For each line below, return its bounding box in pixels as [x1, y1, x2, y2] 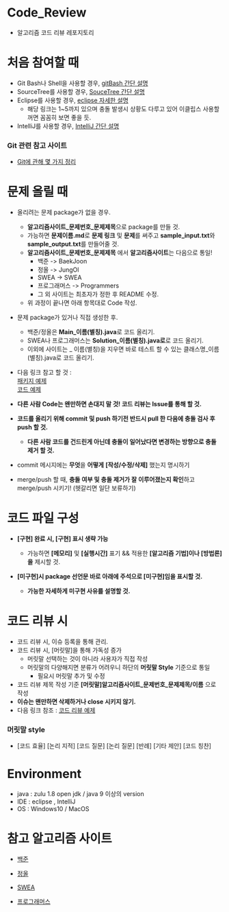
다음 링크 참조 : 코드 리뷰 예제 [16, 705, 96, 714]
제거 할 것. [27, 446, 55, 454]
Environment [7, 767, 82, 782]
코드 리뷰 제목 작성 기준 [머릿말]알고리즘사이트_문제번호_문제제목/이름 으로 [16, 680, 217, 688]
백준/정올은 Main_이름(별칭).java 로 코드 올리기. [27, 328, 155, 336]
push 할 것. [16, 423, 48, 432]
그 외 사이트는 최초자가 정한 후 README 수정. [37, 290, 159, 299]
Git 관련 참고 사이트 [7, 141, 67, 150]
